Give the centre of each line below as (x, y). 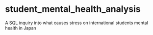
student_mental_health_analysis (73, 9)
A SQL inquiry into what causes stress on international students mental (76, 23)
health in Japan (21, 28)
